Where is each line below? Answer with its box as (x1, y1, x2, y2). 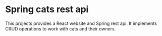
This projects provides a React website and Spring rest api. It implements (5, 20, 157, 26)
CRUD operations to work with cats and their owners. (5, 25, 116, 31)
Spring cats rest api (5, 4, 89, 15)
